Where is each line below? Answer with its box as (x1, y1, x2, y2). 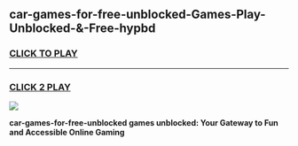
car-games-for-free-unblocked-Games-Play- (9, 7, 266, 22)
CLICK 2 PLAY (9, 81, 71, 93)
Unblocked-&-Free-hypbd (9, 21, 156, 36)
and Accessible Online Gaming (9, 127, 125, 137)
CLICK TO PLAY (9, 48, 78, 60)
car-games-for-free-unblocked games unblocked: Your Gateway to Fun (9, 117, 279, 127)
